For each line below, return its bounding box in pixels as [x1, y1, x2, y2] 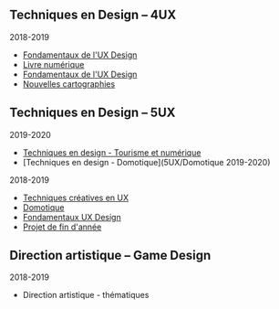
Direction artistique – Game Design [9, 248, 212, 263]
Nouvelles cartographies [22, 78, 116, 90]
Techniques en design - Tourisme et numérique [22, 146, 201, 158]
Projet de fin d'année [22, 221, 102, 232]
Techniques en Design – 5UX [9, 105, 176, 121]
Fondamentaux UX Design [22, 211, 121, 222]
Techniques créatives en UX [22, 192, 129, 203]
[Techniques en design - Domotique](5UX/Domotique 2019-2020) [22, 156, 271, 167]
